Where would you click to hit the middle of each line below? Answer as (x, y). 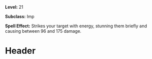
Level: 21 (14, 7)
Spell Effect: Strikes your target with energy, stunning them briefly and (76, 26)
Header (20, 51)
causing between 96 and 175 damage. (43, 31)
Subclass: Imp (20, 16)
